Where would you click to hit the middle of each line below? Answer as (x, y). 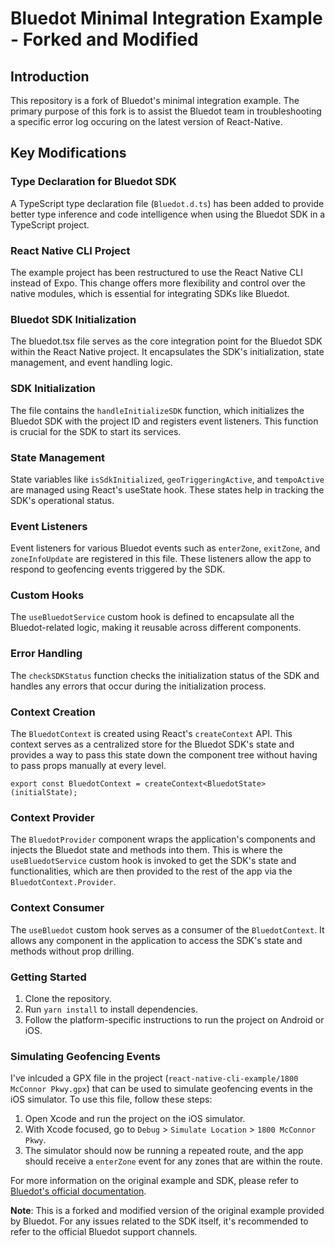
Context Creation (53, 712)
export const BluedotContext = (75, 784)
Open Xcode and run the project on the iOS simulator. (135, 1119)
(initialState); (44, 793)
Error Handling (46, 654)
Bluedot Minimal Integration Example (166, 18)
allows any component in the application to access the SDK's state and (156, 940)
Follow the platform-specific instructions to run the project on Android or (174, 1019)
